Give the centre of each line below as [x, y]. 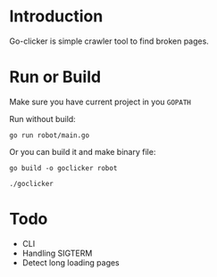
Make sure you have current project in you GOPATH [100, 102]
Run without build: [42, 118]
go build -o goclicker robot [63, 168]
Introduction [56, 16]
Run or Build [55, 77]
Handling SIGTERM [57, 253]
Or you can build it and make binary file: [83, 151]
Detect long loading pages [71, 262]
